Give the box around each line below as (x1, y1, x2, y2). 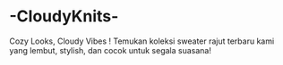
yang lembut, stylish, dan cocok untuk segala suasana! (9, 45, 212, 55)
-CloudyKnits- (9, 6, 119, 27)
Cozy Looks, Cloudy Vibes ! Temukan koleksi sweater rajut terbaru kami (9, 36, 275, 46)
